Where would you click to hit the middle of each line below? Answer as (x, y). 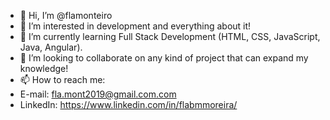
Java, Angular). (51, 47)
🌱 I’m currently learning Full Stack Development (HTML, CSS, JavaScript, (170, 36)
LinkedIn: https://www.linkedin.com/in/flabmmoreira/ (128, 104)
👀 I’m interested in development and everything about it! (135, 26)
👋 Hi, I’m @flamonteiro (66, 15)
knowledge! (44, 68)
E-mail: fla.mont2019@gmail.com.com (98, 94)
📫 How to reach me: (62, 79)
